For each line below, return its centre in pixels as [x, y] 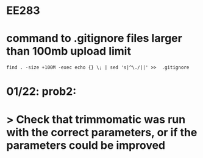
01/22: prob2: [41, 91]
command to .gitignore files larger [94, 39]
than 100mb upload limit [69, 51]
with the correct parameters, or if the [102, 132]
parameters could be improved [86, 145]
